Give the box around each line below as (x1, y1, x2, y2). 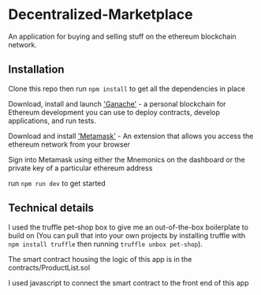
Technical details (8, 201, 95, 215)
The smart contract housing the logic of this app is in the (8, 254, 192, 263)
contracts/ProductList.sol (8, 263, 91, 272)
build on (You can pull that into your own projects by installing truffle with (8, 230, 246, 240)
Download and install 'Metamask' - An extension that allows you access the (8, 131, 254, 140)
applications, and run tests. (8, 116, 97, 125)
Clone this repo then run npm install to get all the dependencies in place (8, 84, 246, 93)
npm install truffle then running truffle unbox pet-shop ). (8, 239, 203, 248)
